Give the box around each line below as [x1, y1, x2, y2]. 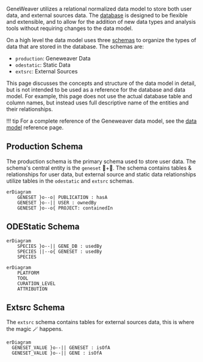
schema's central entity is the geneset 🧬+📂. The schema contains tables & [6, 164, 192, 172]
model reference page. [6, 124, 64, 131]
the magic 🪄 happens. [6, 325, 63, 333]
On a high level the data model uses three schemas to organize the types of [6, 37, 196, 43]
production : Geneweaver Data [15, 55, 91, 62]
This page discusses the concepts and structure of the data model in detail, [6, 79, 196, 87]
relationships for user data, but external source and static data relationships [6, 170, 196, 178]
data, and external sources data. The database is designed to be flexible [6, 12, 188, 19]
